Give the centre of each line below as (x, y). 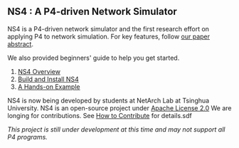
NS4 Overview (39, 71)
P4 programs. (27, 137)
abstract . (21, 44)
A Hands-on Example (49, 86)
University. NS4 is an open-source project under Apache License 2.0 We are (119, 108)
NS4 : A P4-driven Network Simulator (92, 12)
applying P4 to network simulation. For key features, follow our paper (109, 36)
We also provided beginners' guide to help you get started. (94, 58)
